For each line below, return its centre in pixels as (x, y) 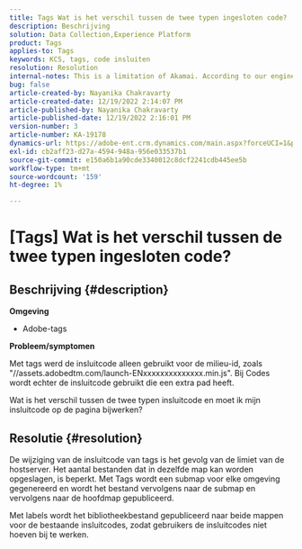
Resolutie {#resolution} (76, 438)
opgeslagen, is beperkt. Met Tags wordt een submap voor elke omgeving (145, 479)
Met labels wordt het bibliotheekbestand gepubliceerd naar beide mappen (147, 515)
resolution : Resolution (54, 68)
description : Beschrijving (60, 26)
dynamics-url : (36, 143)
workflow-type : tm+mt (50, 168)
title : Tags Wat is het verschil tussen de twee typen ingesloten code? (148, 18)
